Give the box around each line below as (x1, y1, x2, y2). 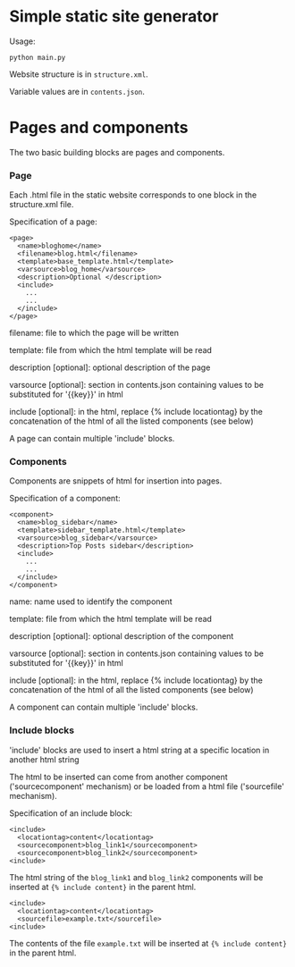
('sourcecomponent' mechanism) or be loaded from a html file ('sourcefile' (9, 780, 284, 792)
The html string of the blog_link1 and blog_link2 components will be (9, 871, 264, 882)
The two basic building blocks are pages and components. (9, 147, 225, 157)
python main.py (9, 53, 66, 62)
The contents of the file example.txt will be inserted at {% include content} (9, 938, 288, 948)
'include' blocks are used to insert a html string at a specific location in (9, 744, 270, 755)
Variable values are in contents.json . (9, 86, 146, 97)
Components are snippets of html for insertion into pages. (9, 475, 223, 486)
